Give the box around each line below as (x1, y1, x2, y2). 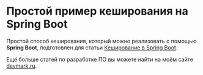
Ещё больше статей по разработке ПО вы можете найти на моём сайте (6, 55, 194, 63)
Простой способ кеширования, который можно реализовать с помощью (6, 37, 197, 45)
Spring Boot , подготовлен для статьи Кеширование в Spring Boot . (6, 44, 178, 51)
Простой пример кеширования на (6, 4, 188, 18)
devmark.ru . (6, 62, 37, 70)
